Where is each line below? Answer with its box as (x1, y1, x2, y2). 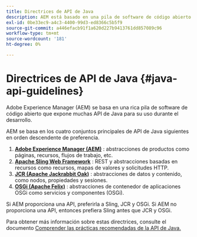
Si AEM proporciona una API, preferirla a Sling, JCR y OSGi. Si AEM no (6, 201, 177, 208)
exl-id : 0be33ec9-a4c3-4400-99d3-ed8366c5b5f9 (6, 19, 123, 25)
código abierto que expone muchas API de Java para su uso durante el (6, 110, 179, 117)
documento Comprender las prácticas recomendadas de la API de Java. (6, 224, 181, 231)
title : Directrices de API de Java (6, 8, 94, 15)
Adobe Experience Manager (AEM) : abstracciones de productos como (14, 145, 190, 152)
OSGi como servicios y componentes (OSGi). (14, 189, 124, 196)
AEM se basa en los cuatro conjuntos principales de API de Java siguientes (6, 128, 189, 135)
